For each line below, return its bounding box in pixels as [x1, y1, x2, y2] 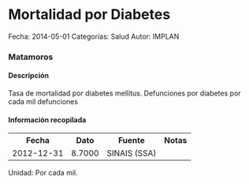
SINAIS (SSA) [106, 148, 157, 159]
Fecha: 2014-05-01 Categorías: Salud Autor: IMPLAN [8, 32, 180, 41]
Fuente [117, 135, 145, 146]
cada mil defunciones [8, 97, 79, 107]
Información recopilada [8, 115, 87, 124]
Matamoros [8, 51, 54, 62]
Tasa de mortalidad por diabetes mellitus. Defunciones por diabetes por [8, 88, 242, 98]
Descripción [8, 71, 50, 81]
